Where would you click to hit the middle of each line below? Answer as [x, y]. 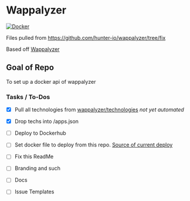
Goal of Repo [30, 68]
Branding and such [37, 168]
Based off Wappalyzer [33, 49]
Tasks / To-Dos [28, 97]
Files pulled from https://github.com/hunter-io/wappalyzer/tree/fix [86, 38]
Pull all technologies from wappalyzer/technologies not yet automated [99, 110]
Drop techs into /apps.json [47, 121]
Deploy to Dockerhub [40, 133]
